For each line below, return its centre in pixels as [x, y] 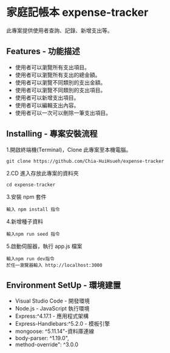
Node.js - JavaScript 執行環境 [52, 309]
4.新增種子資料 [25, 221]
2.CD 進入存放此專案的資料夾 [42, 173]
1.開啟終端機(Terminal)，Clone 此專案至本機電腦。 [69, 149]
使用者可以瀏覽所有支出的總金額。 [58, 75]
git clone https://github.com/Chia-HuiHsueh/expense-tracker [85, 161]
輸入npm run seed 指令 [33, 234]
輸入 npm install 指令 [33, 209]
